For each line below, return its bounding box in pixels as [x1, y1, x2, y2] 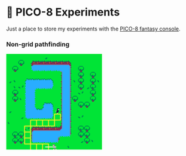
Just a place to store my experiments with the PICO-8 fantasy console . [6, 25, 181, 32]
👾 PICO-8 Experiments [6, 5, 120, 19]
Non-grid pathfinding [6, 40, 70, 48]
